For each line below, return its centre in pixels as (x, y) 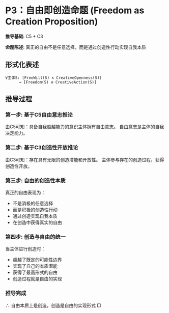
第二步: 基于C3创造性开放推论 (42, 148)
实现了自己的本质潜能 (35, 266)
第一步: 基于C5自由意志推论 (39, 115)
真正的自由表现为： (25, 193)
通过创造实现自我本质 (35, 216)
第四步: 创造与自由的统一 (36, 237)
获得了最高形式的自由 (35, 272)
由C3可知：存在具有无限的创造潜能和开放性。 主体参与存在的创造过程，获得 (85, 160)
